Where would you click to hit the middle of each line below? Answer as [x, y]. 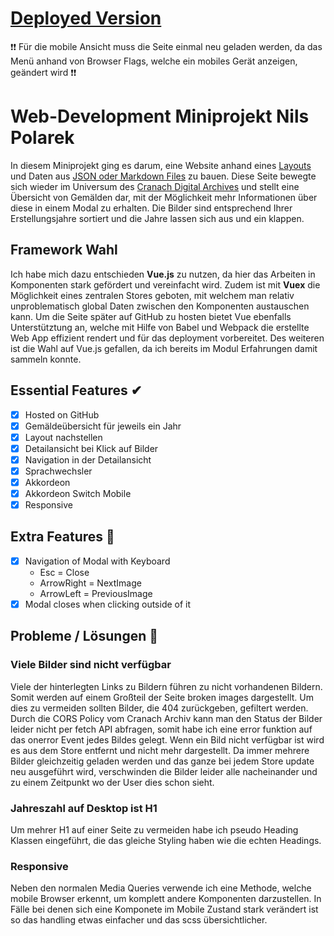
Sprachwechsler [58, 471]
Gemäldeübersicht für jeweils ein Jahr [103, 426]
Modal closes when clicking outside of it [108, 604]
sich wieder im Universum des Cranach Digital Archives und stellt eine [155, 186]
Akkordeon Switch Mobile [78, 493]
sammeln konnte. [46, 359]
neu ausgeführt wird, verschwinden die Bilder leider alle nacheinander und [164, 771]
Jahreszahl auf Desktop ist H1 [84, 808]
